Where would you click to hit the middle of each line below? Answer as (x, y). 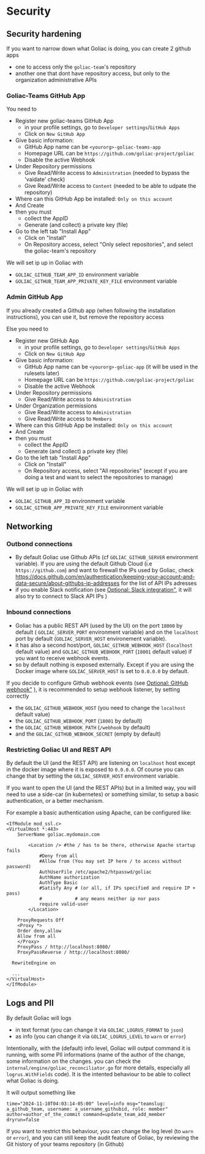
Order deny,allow (39, 931)
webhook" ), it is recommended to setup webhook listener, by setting (93, 689)
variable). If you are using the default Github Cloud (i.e (84, 564)
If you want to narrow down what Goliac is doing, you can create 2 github (99, 48)
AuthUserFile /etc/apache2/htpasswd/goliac (95, 872)
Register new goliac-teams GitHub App (65, 121)
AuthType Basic (58, 882)
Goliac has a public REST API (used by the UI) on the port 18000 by (99, 625)
